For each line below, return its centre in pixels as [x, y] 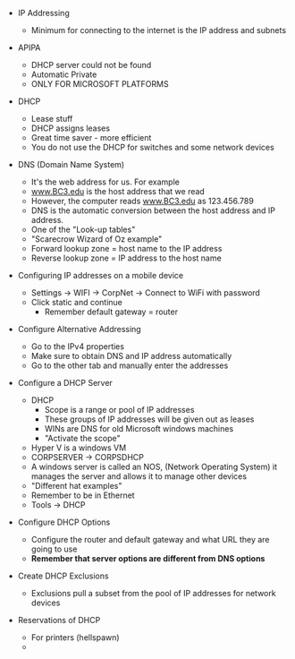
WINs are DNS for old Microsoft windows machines [139, 428]
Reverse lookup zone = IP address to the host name [126, 258]
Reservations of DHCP [59, 620]
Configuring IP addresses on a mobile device [101, 275]
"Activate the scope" [82, 438]
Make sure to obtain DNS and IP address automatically [131, 356]
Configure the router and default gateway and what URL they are [150, 539]
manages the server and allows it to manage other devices [139, 476]
